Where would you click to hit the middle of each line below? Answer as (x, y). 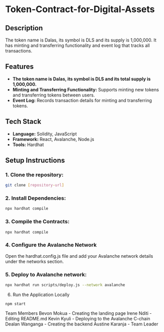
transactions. (19, 51)
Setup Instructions (35, 160)
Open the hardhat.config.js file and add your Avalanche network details (79, 256)
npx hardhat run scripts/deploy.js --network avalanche (65, 285)
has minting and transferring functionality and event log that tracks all (77, 45)
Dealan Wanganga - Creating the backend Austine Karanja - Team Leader (82, 324)
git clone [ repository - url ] (35, 185)
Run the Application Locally (41, 295)
